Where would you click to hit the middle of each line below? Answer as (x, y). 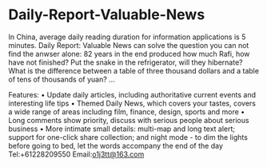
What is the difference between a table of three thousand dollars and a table (134, 70)
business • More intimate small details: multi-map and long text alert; (122, 129)
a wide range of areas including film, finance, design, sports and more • (127, 111)
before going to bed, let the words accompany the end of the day (116, 145)
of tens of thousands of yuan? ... (62, 79)
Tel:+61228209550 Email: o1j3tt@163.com (76, 154)
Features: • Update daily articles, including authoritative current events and (132, 94)
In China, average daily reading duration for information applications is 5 (127, 37)
